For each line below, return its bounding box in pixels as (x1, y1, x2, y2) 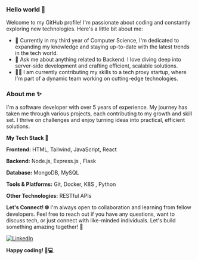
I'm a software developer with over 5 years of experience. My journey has (6, 103, 188, 111)
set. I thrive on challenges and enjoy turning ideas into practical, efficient (6, 116, 185, 123)
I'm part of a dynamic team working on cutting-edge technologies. (14, 75, 178, 82)
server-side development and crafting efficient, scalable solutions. (14, 62, 178, 69)
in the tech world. (14, 50, 58, 57)
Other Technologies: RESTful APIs (6, 192, 92, 199)
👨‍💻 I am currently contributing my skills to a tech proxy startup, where (14, 69, 187, 76)
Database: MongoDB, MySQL (6, 169, 79, 176)
